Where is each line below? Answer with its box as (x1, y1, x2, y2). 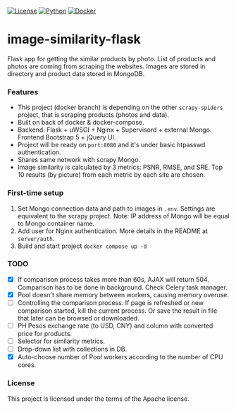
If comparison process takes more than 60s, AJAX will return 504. (17, 275, 210, 283)
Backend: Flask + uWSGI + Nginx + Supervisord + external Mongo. (17, 125, 212, 134)
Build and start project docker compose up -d (17, 242, 147, 250)
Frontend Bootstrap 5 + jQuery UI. (17, 133, 116, 142)
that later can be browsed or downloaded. (17, 314, 139, 323)
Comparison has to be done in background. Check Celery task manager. (17, 282, 228, 292)
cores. (17, 361, 37, 369)
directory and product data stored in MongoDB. (7, 69, 145, 77)
